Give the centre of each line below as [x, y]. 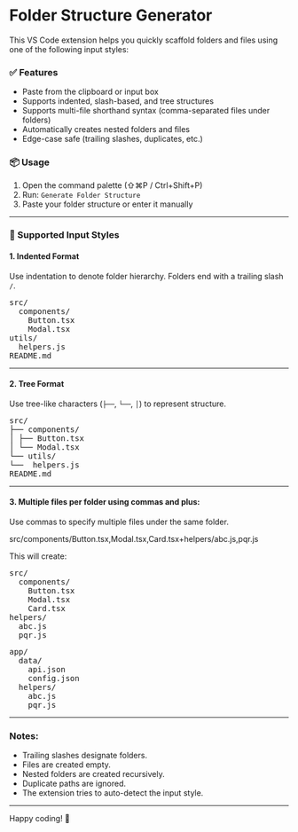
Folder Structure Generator [111, 16]
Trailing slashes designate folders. [85, 756]
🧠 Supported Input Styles [64, 235]
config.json [54, 679]
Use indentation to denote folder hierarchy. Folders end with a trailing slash [146, 276]
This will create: [38, 556]
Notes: [24, 735]
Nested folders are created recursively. [94, 774]
